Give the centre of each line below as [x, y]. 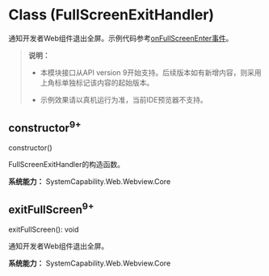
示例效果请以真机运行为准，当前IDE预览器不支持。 [124, 99]
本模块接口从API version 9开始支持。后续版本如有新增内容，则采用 [151, 72]
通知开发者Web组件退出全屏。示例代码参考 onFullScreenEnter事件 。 [121, 38]
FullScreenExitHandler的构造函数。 [67, 164]
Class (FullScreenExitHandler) [111, 15]
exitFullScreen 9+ [51, 209]
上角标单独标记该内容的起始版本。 [97, 82]
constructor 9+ [45, 127]
